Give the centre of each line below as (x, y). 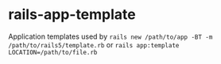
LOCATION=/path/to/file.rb (53, 52)
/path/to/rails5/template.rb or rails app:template (94, 44)
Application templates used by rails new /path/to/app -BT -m (111, 36)
